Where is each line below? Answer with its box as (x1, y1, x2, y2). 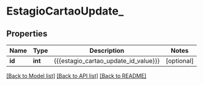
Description (89, 47, 124, 55)
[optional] (166, 56, 194, 65)
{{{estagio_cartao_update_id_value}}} (54, 56, 160, 65)
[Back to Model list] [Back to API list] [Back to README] (6, 72, 147, 80)
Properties (6, 29, 48, 39)
